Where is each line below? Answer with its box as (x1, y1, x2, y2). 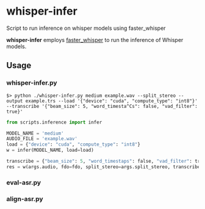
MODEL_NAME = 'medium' (6, 130, 64, 136)
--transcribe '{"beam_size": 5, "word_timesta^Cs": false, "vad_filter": (6, 103, 198, 109)
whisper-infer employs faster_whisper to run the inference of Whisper (6, 36, 184, 43)
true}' (6, 108, 23, 115)
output (6, 97, 23, 104)
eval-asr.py (6, 178, 41, 186)
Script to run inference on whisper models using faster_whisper (6, 24, 166, 32)
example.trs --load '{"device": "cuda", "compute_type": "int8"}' (25, 97, 198, 104)
